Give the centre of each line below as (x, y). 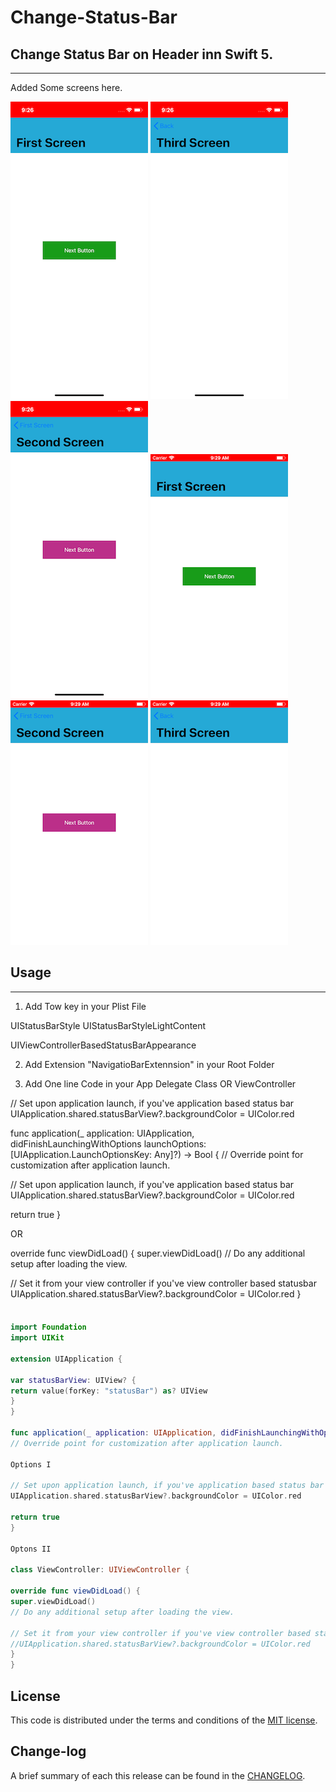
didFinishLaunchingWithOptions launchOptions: (108, 1143)
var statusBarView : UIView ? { (73, 1380)
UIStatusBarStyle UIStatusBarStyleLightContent (108, 1025)
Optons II (31, 1549)
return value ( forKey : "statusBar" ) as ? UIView (109, 1391)
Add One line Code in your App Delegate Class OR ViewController (160, 1083)
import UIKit (37, 1338)
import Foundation (48, 1327)
